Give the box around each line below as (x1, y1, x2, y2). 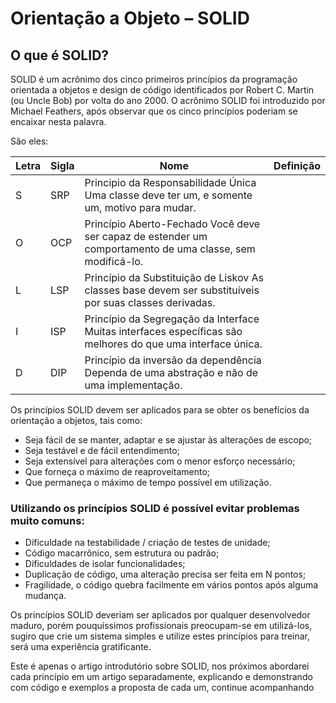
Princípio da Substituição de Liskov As (84, 271, 265, 284)
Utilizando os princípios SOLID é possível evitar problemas (10, 501, 300, 515)
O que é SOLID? (10, 47, 110, 64)
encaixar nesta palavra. (10, 116, 107, 127)
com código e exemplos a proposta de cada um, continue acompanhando (10, 682, 315, 694)
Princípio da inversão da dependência (84, 353, 262, 367)
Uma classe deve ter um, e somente (84, 188, 253, 202)
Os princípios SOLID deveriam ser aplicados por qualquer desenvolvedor (10, 609, 311, 621)
